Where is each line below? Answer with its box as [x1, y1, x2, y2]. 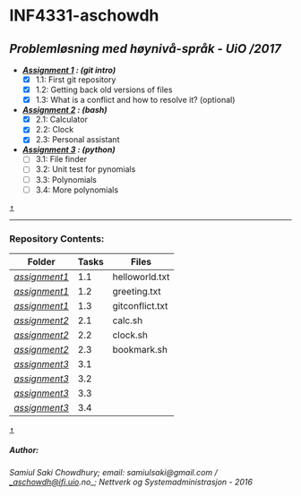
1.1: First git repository [35, 74, 116, 85]
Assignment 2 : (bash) [21, 105, 107, 115]
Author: [9, 444, 39, 455]
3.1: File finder [35, 154, 88, 165]
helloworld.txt [112, 270, 170, 283]
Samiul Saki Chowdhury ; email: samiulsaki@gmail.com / [9, 466, 218, 477]
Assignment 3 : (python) [21, 144, 116, 155]
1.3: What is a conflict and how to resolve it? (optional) [35, 95, 236, 106]
